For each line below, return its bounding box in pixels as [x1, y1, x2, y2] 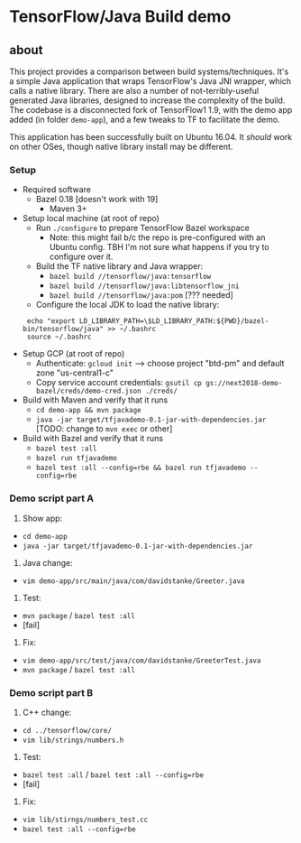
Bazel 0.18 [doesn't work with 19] [35, 194, 159, 205]
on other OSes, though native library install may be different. [9, 142, 233, 152]
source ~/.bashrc [26, 332, 92, 342]
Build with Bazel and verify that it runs [22, 433, 164, 444]
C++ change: [22, 707, 72, 718]
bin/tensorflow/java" [22, 325, 104, 334]
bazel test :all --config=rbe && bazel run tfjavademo [35, 463, 246, 473]
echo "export [26, 317, 76, 326]
